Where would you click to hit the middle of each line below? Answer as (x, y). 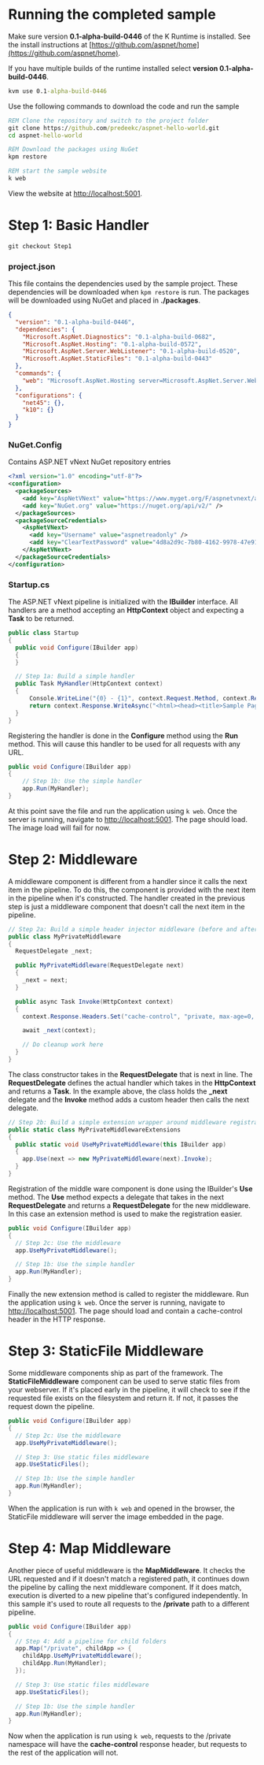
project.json (32, 266)
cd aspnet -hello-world (45, 136)
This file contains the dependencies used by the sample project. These (123, 284)
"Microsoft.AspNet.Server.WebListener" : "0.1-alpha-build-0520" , (132, 351)
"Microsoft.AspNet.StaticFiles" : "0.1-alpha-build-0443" (117, 359)
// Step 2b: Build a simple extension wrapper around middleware (117, 1122)
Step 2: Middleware (73, 860)
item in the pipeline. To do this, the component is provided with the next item (132, 890)
